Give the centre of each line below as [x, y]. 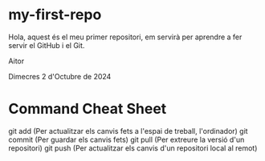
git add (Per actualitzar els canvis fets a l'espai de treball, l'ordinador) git [128, 131]
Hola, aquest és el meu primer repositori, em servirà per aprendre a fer [125, 37]
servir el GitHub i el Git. [47, 45]
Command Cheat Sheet [88, 109]
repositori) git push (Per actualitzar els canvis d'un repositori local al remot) [133, 148]
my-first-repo [55, 15]
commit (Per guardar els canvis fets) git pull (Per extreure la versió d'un [126, 139]
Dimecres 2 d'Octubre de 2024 [60, 76]
